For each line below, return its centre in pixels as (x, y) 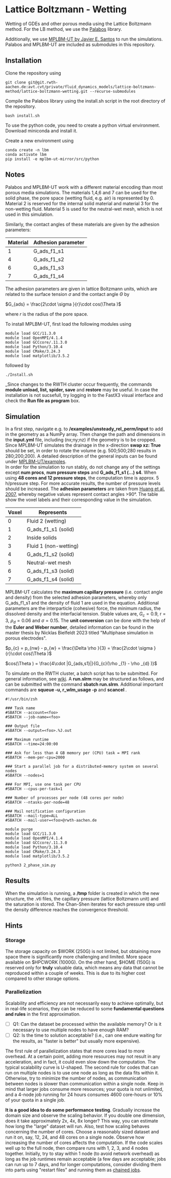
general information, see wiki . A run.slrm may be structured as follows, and (85, 678)
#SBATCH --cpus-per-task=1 (34, 789)
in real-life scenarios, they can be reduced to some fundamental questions (85, 1008)
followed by (18, 365)
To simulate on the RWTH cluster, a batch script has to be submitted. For (82, 673)
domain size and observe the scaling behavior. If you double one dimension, (86, 1115)
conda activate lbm (26, 154)
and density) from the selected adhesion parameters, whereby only (76, 597)
